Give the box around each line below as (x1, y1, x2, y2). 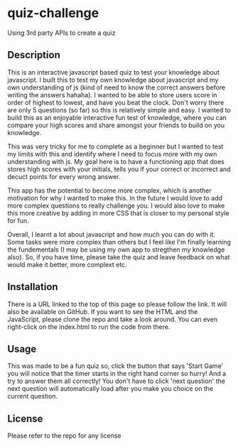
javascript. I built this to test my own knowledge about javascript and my (7, 75, 219, 84)
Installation (7, 281, 58, 293)
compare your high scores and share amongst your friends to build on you (7, 121, 225, 129)
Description (7, 49, 60, 61)
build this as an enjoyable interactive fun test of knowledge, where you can (7, 113, 227, 122)
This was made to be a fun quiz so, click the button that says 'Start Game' (7, 362, 224, 370)
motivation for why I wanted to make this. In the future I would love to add (7, 193, 222, 202)
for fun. (7, 216, 30, 225)
